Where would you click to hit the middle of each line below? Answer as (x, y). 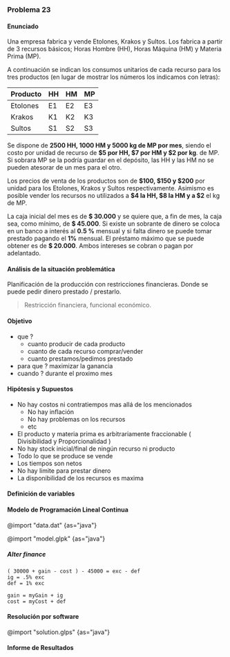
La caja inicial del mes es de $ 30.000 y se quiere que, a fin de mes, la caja (115, 217)
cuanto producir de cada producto (76, 343)
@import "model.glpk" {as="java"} (56, 539)
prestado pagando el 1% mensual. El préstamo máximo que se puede (106, 238)
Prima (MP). (24, 56)
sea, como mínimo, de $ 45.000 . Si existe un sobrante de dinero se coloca (114, 224)
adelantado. (24, 253)
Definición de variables (41, 494)
